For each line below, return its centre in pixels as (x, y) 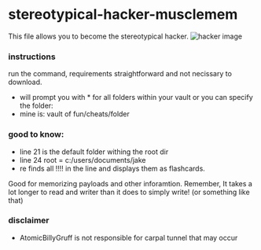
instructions (32, 57)
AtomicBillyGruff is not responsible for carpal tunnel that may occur (129, 237)
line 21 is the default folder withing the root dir (94, 152)
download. (25, 82)
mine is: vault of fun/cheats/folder (74, 114)
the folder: (36, 106)
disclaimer (29, 220)
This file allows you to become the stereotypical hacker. (98, 36)
